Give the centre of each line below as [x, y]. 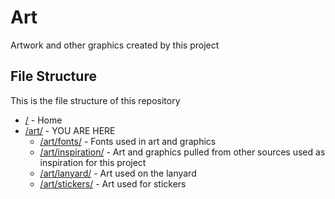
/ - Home [43, 120]
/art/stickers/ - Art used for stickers [113, 183]
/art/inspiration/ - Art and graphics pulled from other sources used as [182, 152]
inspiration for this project [93, 162]
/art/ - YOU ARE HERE [70, 130]
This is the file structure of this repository [95, 100]
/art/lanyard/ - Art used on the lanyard [118, 173]
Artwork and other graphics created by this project [115, 45]
